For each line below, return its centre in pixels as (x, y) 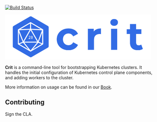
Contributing (25, 102)
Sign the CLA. (19, 114)
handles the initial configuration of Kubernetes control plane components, (79, 72)
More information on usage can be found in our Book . (59, 87)
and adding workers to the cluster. (39, 77)
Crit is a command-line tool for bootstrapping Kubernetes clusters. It (74, 67)
